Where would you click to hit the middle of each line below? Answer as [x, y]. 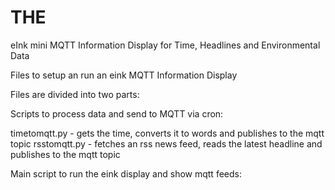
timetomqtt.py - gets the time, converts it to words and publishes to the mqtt [167, 133]
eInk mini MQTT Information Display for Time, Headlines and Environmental [165, 45]
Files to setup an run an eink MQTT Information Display [124, 75]
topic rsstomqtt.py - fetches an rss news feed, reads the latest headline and [166, 143]
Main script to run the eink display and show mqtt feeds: [126, 173]
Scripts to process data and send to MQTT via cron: [117, 113]
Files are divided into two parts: [75, 94]
